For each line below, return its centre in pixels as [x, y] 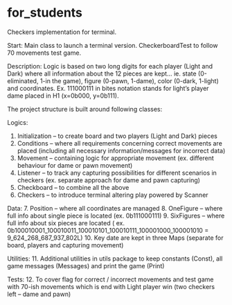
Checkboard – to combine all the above [73, 187]
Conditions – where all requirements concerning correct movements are [120, 143]
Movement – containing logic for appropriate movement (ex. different [116, 158]
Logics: [18, 122]
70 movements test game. [44, 53]
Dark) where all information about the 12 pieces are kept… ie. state [102, 73]
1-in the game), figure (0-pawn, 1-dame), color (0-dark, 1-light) [130, 80]
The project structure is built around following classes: [85, 109]
